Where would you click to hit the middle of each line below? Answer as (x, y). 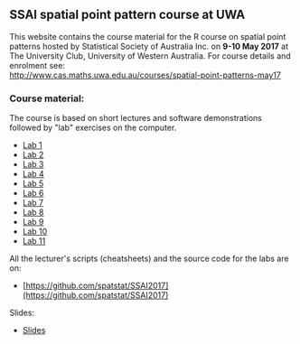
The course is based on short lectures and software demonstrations (136, 118)
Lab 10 (35, 232)
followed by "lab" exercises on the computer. (93, 128)
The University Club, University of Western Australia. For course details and (150, 56)
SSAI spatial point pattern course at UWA (127, 15)
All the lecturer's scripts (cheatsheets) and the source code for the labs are (149, 259)
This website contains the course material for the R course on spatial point (148, 36)
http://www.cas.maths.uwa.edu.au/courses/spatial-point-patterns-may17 (145, 75)
